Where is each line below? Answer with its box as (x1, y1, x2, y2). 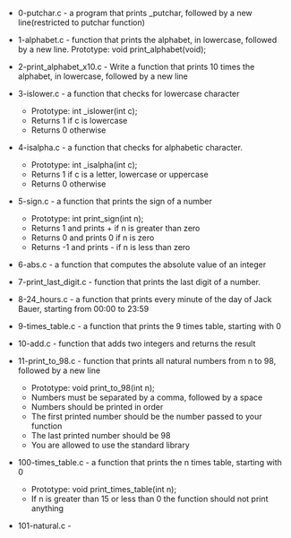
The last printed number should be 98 (30, 430, 171, 440)
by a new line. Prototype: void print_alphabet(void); (17, 44, 207, 55)
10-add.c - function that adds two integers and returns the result (17, 338, 256, 349)
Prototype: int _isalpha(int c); (30, 160, 138, 169)
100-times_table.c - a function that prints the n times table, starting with (17, 457, 282, 467)
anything (30, 503, 64, 514)
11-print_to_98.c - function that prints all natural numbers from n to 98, (17, 356, 277, 366)
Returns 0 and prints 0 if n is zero (30, 232, 155, 243)
